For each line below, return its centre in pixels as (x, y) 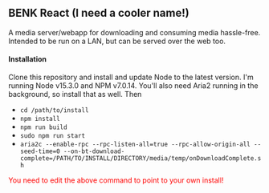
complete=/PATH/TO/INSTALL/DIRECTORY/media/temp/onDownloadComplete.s (141, 159)
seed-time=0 (40, 151)
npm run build (43, 127)
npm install (40, 119)
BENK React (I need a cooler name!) (99, 13)
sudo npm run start (53, 136)
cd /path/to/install (54, 111)
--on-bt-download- (94, 151)
